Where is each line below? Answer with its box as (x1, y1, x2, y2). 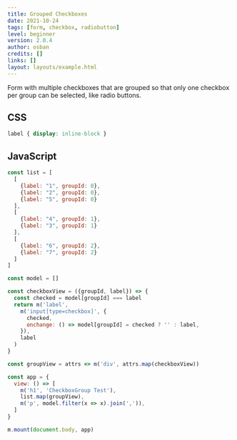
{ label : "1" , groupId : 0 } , (20, 182, 101, 189)
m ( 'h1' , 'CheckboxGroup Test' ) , (20, 386, 116, 394)
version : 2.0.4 (7, 37, 53, 44)
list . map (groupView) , (20, 394, 84, 401)
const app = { (7, 373, 50, 381)
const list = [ (7, 169, 53, 176)
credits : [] (7, 51, 43, 58)
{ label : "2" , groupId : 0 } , (20, 189, 101, 196)
